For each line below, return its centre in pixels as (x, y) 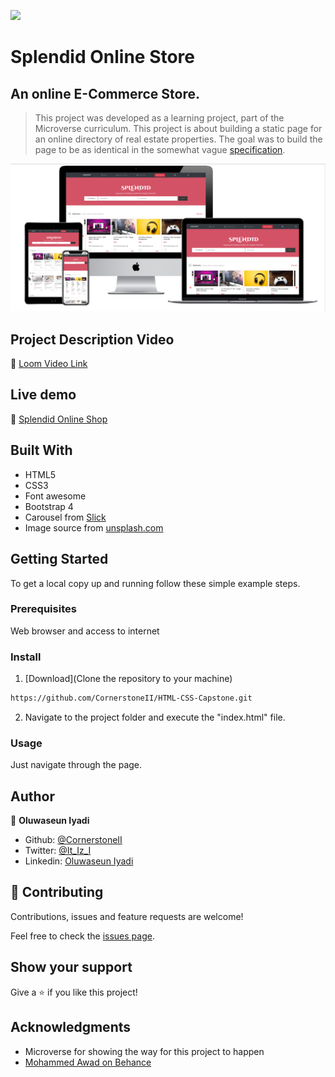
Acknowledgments (71, 1027)
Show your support (71, 967)
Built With (41, 450)
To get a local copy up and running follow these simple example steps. (155, 583)
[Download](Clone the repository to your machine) (128, 679)
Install (26, 657)
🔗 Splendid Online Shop (59, 419)
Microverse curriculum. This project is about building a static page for (178, 128)
